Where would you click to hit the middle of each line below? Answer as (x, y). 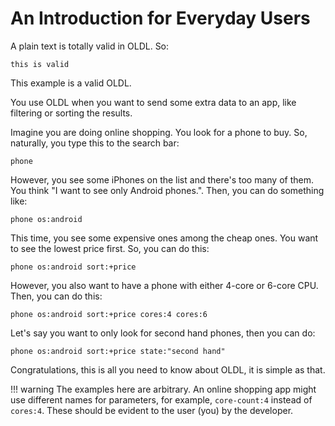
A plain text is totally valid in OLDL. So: (90, 46)
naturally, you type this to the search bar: (95, 143)
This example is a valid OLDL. (71, 83)
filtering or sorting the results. (71, 113)
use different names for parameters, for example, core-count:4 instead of (161, 399)
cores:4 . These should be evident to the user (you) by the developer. (152, 410)
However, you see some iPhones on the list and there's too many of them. (162, 179)
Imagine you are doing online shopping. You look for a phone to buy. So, (159, 132)
